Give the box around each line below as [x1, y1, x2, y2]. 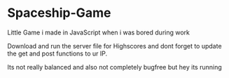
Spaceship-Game [7, 5, 111, 21]
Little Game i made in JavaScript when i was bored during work [7, 28, 190, 37]
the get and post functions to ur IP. [7, 49, 107, 58]
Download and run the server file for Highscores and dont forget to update [7, 41, 222, 50]
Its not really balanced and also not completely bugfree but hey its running [7, 63, 222, 71]
